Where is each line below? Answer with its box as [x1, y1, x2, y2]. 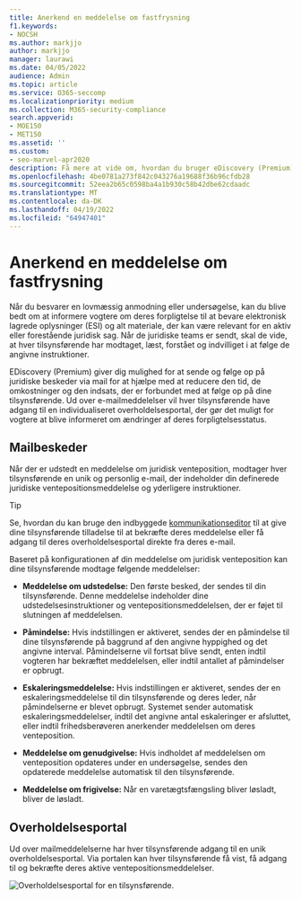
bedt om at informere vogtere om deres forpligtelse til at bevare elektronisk [9, 311, 287, 322]
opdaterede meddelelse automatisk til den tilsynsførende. [21, 767, 235, 778]
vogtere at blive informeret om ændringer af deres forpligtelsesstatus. [9, 414, 267, 425]
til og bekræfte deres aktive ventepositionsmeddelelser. [9, 863, 215, 874]
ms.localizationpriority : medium [9, 96, 134, 106]
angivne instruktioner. [9, 348, 90, 359]
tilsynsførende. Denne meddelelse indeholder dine [21, 590, 209, 602]
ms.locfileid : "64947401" [9, 213, 106, 223]
